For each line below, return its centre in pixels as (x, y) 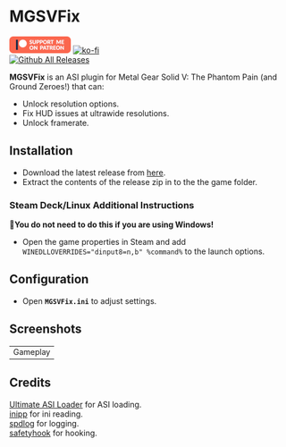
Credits (30, 383)
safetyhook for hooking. (54, 433)
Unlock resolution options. (71, 104)
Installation (41, 151)
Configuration (49, 279)
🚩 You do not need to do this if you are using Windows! (112, 224)
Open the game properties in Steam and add (104, 242)
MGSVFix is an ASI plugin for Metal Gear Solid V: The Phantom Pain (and (143, 77)
